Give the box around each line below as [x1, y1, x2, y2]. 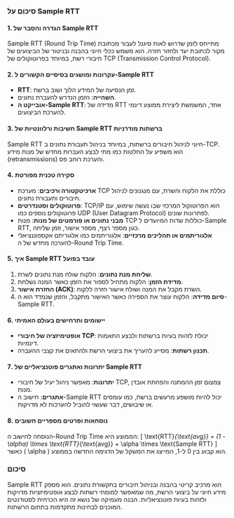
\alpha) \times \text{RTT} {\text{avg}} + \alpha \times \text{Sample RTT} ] [7, 439, 218, 448]
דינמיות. [17, 339, 39, 348]
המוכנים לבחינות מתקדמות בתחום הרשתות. [7, 503, 123, 511]
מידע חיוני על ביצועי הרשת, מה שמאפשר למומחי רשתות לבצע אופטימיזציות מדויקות [7, 487, 226, 496]
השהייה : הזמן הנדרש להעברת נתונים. [17, 93, 116, 102]
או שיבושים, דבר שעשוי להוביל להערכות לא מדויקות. [17, 400, 153, 409]
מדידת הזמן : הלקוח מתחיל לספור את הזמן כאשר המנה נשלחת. [17, 277, 184, 286]
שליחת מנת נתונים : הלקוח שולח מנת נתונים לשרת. [17, 270, 153, 278]
